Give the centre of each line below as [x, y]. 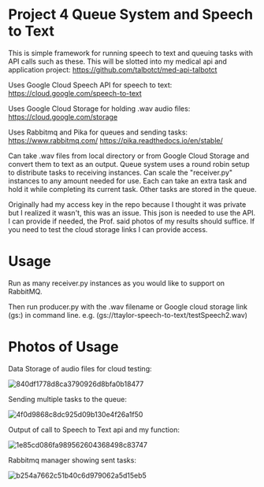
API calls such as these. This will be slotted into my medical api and [117, 61]
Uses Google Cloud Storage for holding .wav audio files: [99, 109]
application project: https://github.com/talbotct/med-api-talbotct [113, 69]
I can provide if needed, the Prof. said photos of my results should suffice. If [132, 221]
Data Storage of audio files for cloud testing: [80, 368]
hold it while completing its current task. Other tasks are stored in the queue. [132, 189]
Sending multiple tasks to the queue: [68, 399]
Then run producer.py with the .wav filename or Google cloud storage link [128, 306]
